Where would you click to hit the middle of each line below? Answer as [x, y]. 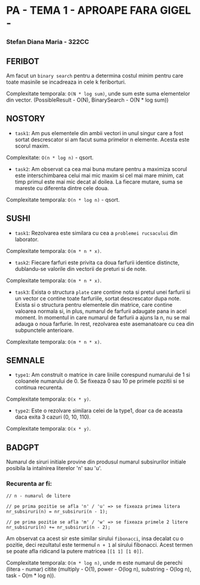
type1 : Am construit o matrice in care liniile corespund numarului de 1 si [102, 375]
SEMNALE [25, 360]
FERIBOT [23, 61]
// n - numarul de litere [38, 496]
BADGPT [23, 447]
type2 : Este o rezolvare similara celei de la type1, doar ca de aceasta [99, 411]
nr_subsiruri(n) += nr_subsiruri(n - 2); [59, 528]
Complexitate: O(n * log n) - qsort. [50, 157]
